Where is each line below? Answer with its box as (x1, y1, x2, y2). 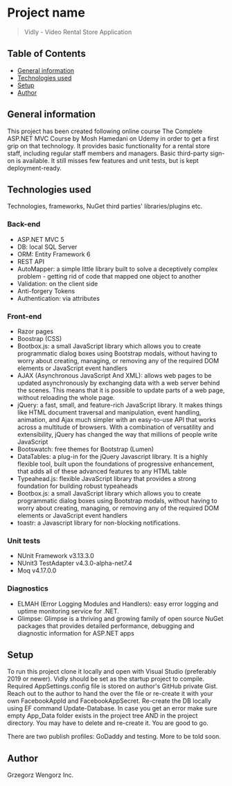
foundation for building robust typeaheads (17, 482, 139, 490)
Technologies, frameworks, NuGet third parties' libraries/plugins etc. (7, 202, 203, 211)
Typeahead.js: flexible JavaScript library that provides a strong (17, 474, 197, 482)
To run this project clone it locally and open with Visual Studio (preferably (7, 667, 217, 676)
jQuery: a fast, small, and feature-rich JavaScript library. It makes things (17, 401, 223, 409)
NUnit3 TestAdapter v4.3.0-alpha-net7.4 (17, 559, 133, 568)
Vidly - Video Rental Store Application (24, 28, 132, 36)
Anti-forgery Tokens (17, 286, 75, 295)
